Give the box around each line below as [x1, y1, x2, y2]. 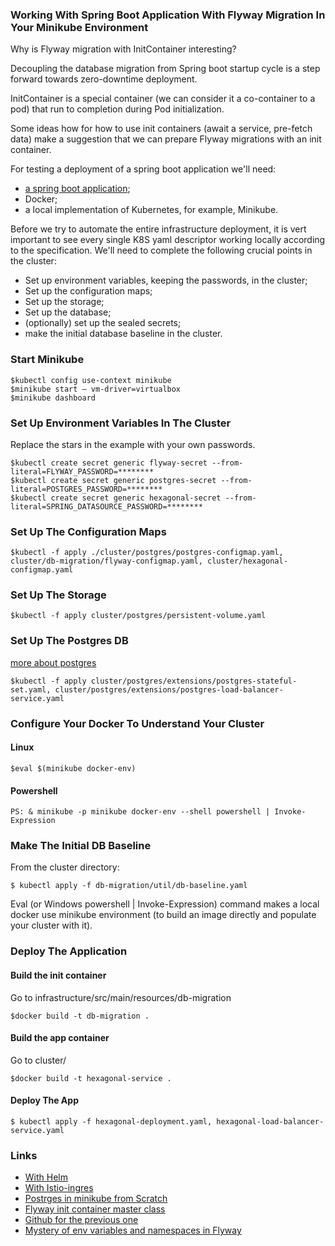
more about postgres [10, 656, 97, 668]
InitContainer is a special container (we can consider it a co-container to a [10, 93, 316, 105]
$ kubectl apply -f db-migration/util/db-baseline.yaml [10, 881, 248, 891]
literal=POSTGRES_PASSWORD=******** [10, 484, 163, 494]
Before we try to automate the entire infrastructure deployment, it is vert [10, 223, 307, 235]
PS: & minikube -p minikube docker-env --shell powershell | [10, 807, 271, 817]
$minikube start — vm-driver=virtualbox [10, 384, 182, 394]
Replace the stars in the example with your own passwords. [10, 438, 256, 450]
